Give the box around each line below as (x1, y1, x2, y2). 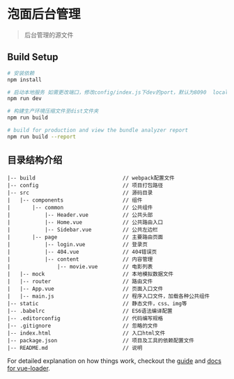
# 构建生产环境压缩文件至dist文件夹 (7, 108, 99, 115)
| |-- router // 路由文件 (7, 277, 153, 285)
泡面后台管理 (7, 6, 81, 22)
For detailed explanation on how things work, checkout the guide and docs (7, 356, 221, 365)
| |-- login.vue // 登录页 (7, 241, 148, 248)
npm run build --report (7, 133, 77, 140)
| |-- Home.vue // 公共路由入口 (7, 218, 164, 226)
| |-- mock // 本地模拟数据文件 (7, 271, 174, 277)
